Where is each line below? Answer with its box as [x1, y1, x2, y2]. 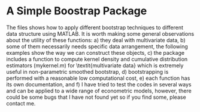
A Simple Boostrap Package [6, 4, 147, 18]
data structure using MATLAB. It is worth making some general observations [6, 30, 195, 37]
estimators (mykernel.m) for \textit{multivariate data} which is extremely [6, 61, 184, 69]
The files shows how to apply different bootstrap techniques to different [6, 24, 184, 31]
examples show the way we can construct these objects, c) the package [6, 49, 184, 56]
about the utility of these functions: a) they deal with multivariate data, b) [6, 36, 186, 43]
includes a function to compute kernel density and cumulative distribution [6, 55, 188, 63]
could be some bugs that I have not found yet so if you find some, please [6, 94, 187, 101]
